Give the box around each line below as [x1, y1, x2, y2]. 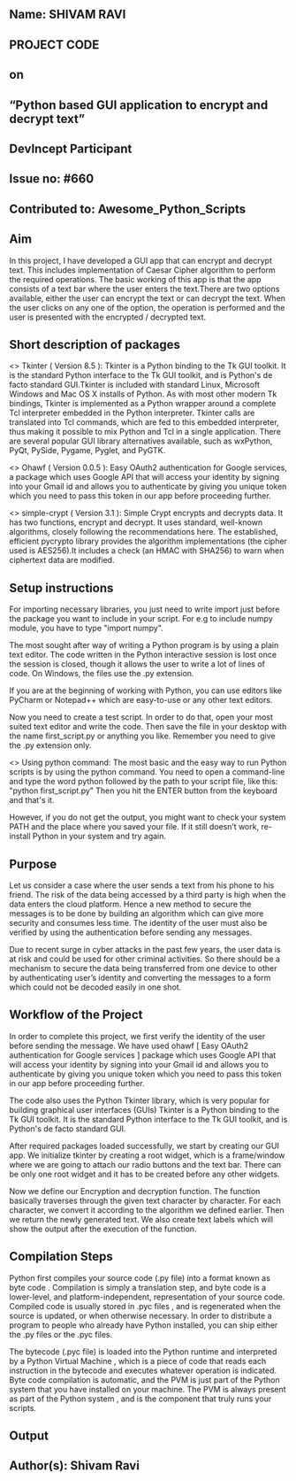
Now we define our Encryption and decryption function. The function [9, 1185, 261, 1196]
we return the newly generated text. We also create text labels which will [9, 1214, 274, 1224]
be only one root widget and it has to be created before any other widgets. [9, 1169, 280, 1179]
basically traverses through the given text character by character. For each [9, 1195, 281, 1206]
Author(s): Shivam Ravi [9, 1458, 140, 1473]
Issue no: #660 [9, 172, 95, 187]
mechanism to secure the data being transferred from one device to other [9, 962, 277, 973]
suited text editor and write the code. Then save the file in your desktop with [9, 721, 287, 732]
